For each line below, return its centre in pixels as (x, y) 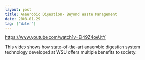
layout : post (18, 10)
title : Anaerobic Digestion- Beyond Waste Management (61, 14)
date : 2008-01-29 (23, 19)
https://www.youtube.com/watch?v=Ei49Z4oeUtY (56, 37)
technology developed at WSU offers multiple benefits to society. (71, 52)
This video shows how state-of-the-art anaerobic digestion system (73, 47)
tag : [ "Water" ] (21, 23)
